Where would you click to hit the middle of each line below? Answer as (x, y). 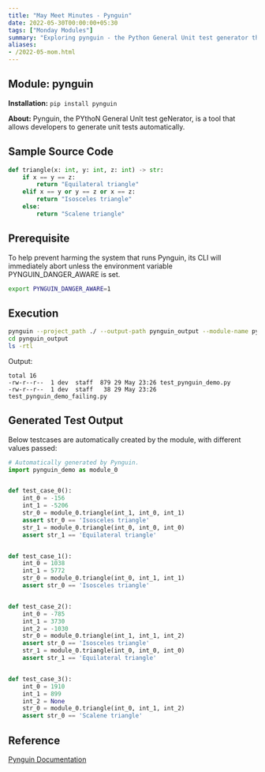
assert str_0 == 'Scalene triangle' (83, 716)
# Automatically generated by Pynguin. (74, 463)
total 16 (22, 376)
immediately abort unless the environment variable (91, 266)
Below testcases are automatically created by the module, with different (125, 440)
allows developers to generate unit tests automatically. (97, 126)
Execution (34, 313)
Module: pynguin (51, 84)
